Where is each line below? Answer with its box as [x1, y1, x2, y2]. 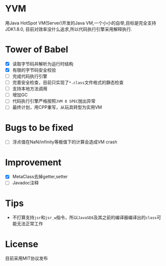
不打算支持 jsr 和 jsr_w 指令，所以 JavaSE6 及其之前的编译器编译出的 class [12, 214, 157, 220]
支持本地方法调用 [12, 86, 48, 92]
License [5, 238, 39, 250]
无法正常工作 [16, 221, 43, 227]
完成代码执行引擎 [12, 73, 48, 79]
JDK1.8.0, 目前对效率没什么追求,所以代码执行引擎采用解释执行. [5, 26, 132, 32]
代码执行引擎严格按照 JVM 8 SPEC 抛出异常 [12, 98, 96, 104]
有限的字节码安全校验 [12, 67, 56, 73]
